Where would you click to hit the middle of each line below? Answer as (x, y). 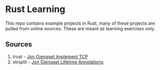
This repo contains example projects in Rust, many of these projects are (80, 23)
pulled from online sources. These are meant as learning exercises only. (80, 28)
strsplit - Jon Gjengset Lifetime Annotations (58, 62)
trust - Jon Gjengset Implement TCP (50, 56)
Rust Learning (35, 9)
